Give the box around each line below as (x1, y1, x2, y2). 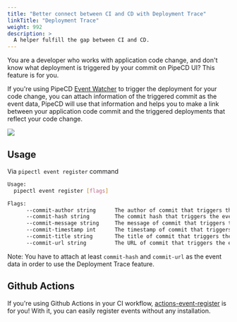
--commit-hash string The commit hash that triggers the (25, 213, 219, 220)
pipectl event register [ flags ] (13, 187, 109, 194)
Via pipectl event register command (7, 167, 119, 175)
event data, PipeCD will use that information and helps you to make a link (7, 100, 219, 108)
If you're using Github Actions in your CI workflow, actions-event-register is (7, 299, 227, 307)
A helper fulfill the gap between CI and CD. (13, 37, 150, 44)
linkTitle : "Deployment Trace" (7, 17, 99, 24)
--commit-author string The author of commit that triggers (25, 206, 222, 214)
